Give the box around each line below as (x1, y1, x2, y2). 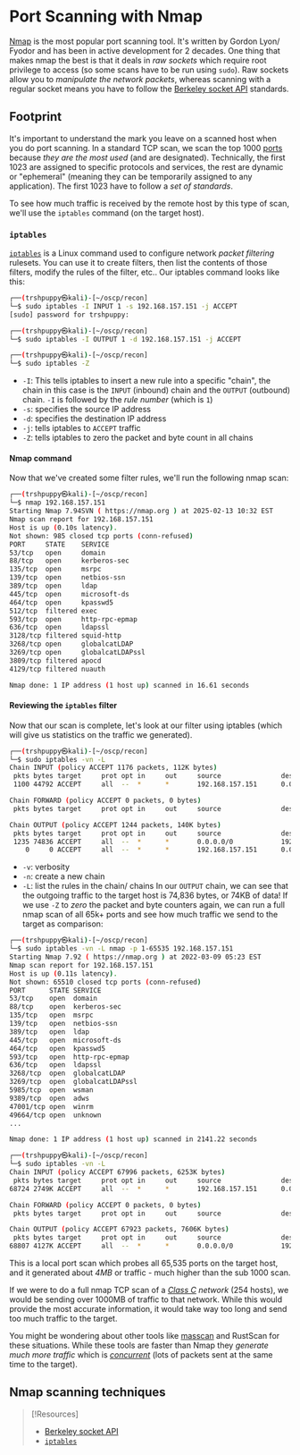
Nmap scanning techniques (9, 1384, 167, 1400)
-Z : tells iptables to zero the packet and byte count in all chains (21, 432, 254, 444)
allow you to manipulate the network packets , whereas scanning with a (9, 73, 271, 84)
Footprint (9, 109, 62, 124)
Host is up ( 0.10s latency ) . (9, 523, 118, 532)
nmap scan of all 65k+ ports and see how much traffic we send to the (21, 909, 279, 920)
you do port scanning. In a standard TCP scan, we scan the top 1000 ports (9, 142, 283, 153)
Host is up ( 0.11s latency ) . (9, 969, 118, 978)
